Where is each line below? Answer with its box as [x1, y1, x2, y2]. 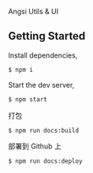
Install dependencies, [8, 51, 78, 60]
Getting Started [8, 29, 86, 43]
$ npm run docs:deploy [8, 157, 83, 165]
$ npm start [8, 95, 47, 103]
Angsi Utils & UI [8, 7, 59, 16]
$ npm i [8, 66, 34, 73]
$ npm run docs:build [8, 126, 80, 134]
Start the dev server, [8, 80, 75, 89]
